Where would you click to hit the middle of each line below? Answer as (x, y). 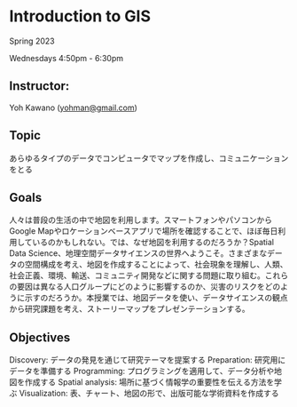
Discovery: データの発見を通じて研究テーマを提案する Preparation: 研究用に (148, 360)
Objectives (40, 337)
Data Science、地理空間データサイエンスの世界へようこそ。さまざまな (138, 253)
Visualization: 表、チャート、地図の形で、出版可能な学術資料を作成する (149, 394)
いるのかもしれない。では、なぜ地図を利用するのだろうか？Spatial (153, 243)
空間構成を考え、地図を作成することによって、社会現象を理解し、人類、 (156, 265)
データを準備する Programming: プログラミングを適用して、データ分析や (142, 371)
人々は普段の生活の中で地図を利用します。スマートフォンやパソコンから (141, 220)
